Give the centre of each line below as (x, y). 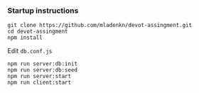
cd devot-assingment (38, 32)
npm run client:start (39, 83)
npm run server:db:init (43, 64)
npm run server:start (39, 77)
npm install (25, 38)
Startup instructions (43, 11)
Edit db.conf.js (30, 51)
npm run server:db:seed (43, 70)
